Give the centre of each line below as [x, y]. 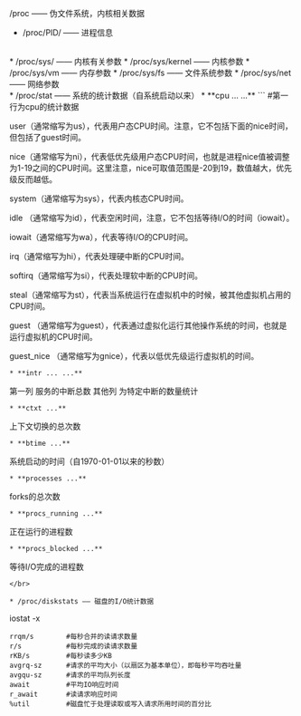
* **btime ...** [40, 443]
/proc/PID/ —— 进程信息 [68, 33]
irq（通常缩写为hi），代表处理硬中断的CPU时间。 [99, 256]
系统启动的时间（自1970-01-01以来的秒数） [89, 461]
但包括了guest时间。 [47, 137]
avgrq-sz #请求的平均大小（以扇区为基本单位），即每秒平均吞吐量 [126, 665]
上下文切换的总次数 [45, 426]
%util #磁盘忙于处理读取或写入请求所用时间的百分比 [111, 704]
